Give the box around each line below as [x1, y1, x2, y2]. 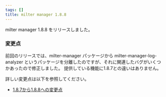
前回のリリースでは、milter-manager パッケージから [5, 52, 114, 58]
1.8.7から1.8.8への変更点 [12, 86, 63, 92]
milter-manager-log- [114, 52, 157, 58]
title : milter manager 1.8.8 [5, 12, 67, 17]
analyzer [5, 59, 24, 65]
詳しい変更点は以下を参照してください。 [5, 76, 89, 82]
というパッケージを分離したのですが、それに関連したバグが [24, 59, 148, 65]
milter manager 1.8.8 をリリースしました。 [5, 26, 93, 33]
